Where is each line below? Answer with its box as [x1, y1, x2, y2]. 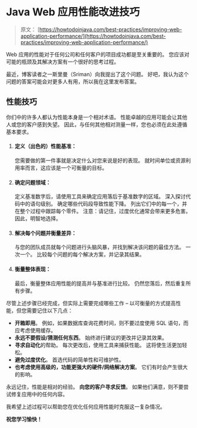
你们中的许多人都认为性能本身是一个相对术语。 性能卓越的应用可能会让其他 [6, 113, 188, 120]
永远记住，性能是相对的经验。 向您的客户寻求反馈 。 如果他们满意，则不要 [6, 383, 184, 390]
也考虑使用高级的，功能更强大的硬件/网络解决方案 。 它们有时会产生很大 [14, 363, 188, 370]
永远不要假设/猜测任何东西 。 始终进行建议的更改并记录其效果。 [14, 334, 168, 341]
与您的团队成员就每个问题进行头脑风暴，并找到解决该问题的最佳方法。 [14, 244, 185, 251]
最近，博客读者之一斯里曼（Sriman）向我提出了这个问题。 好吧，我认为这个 [6, 70, 189, 77]
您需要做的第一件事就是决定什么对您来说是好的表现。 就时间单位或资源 [14, 157, 186, 164]
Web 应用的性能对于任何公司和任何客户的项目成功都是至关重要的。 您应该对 [6, 50, 189, 58]
